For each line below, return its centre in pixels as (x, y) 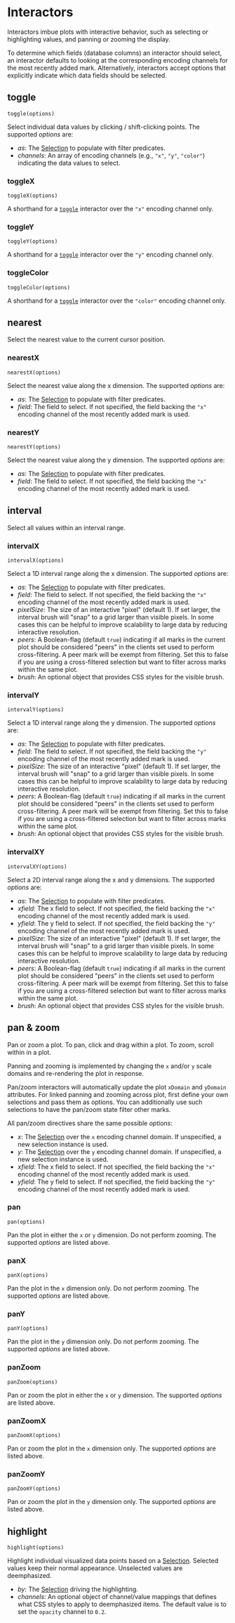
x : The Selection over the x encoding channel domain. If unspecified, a (119, 1136)
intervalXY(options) (38, 867)
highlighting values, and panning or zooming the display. (89, 39)
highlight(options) (36, 1548)
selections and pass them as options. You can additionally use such (105, 1102)
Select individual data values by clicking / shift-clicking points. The (103, 127)
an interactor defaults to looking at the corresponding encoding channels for (117, 60)
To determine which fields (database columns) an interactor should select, (115, 53)
